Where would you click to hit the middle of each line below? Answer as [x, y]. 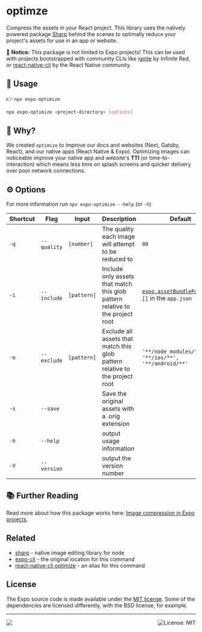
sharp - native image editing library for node [70, 553]
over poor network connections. [46, 171]
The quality [118, 229]
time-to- [160, 158]
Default [181, 219]
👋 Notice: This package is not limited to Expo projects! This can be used [96, 52]
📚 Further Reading [42, 495]
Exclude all [117, 331]
